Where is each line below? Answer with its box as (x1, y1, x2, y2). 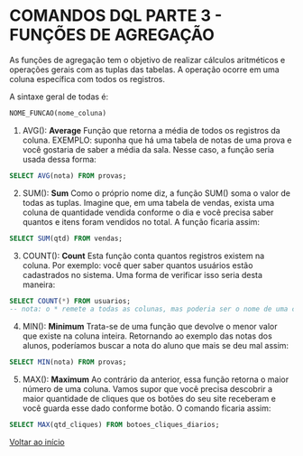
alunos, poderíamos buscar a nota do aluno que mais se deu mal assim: (22, 340, 289, 351)
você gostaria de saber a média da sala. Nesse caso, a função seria (22, 144, 275, 154)
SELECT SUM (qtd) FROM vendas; (9, 234, 124, 243)
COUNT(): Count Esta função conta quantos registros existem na (22, 250, 265, 261)
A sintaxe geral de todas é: (9, 91, 109, 102)
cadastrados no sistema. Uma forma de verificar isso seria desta (22, 269, 263, 280)
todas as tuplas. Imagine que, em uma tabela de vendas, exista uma (22, 197, 275, 208)
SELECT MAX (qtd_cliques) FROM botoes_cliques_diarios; (9, 421, 220, 430)
